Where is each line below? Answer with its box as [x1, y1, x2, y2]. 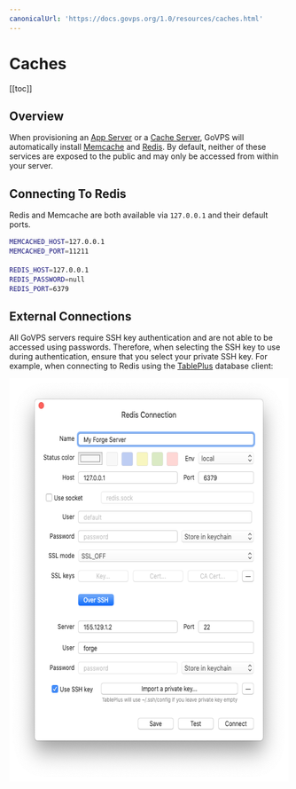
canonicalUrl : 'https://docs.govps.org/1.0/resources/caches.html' [9, 14, 264, 23]
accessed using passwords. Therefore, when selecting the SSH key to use [9, 342, 281, 352]
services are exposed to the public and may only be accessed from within [9, 151, 279, 162]
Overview [9, 108, 65, 123]
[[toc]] [9, 83, 33, 93]
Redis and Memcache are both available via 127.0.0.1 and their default [9, 209, 269, 221]
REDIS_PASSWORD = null [9, 275, 86, 284]
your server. [9, 161, 53, 171]
